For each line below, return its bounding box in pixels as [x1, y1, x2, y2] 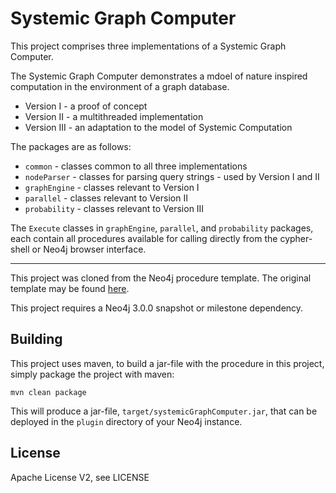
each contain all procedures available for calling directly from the [10, 232, 278, 244]
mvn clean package [10, 387, 87, 397]
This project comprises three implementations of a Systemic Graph [10, 40, 287, 52]
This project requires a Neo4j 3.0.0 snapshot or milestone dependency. [10, 302, 304, 314]
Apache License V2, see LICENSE [10, 471, 150, 483]
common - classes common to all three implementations [24, 160, 248, 172]
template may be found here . [10, 282, 130, 294]
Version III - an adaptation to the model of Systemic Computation [24, 121, 293, 133]
